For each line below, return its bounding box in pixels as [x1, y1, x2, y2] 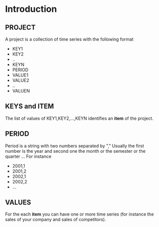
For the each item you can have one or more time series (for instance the [5, 211, 154, 217]
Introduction [5, 3, 57, 15]
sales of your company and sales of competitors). [5, 217, 106, 223]
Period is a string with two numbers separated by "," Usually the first [5, 142, 144, 149]
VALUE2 [12, 78, 30, 83]
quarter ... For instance [5, 153, 52, 159]
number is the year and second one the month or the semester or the [5, 148, 146, 154]
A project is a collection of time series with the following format [5, 36, 134, 42]
